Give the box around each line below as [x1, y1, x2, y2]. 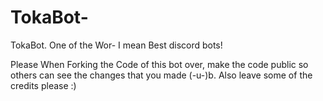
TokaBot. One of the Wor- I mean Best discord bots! [10, 39, 223, 51]
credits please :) [10, 79, 77, 91]
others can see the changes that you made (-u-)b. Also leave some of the [10, 69, 313, 81]
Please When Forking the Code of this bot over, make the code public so [10, 58, 309, 70]
